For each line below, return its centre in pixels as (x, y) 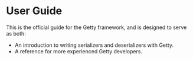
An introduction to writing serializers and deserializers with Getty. (94, 45)
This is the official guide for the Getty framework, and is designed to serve (97, 27)
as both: (16, 33)
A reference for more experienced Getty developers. (78, 51)
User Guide (34, 11)
